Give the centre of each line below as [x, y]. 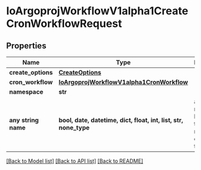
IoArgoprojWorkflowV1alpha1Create [97, 11]
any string [24, 120]
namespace [26, 92]
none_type [74, 128]
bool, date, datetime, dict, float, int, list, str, [121, 120]
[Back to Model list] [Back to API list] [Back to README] [75, 161]
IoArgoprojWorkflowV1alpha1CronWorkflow [124, 82]
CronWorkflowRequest [64, 24]
